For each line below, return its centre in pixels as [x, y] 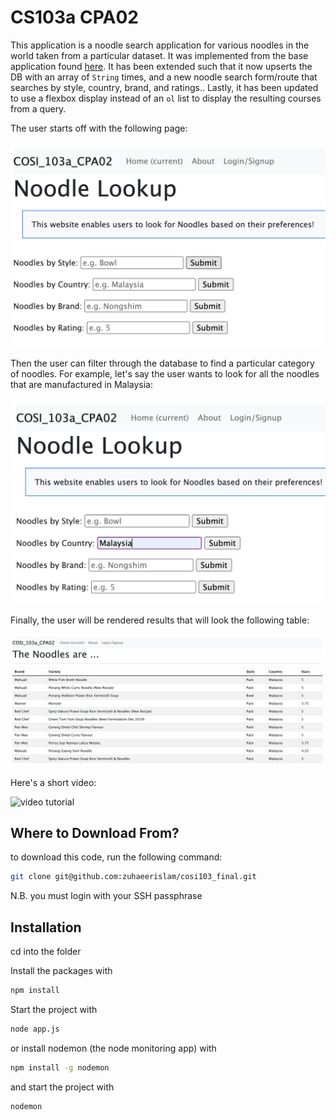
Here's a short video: [53, 782]
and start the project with [62, 1087]
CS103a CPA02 [74, 17]
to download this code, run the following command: [116, 857]
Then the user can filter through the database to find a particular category [162, 363]
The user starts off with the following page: [99, 128]
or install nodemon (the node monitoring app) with [113, 1048]
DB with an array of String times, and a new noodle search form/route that [164, 77]
